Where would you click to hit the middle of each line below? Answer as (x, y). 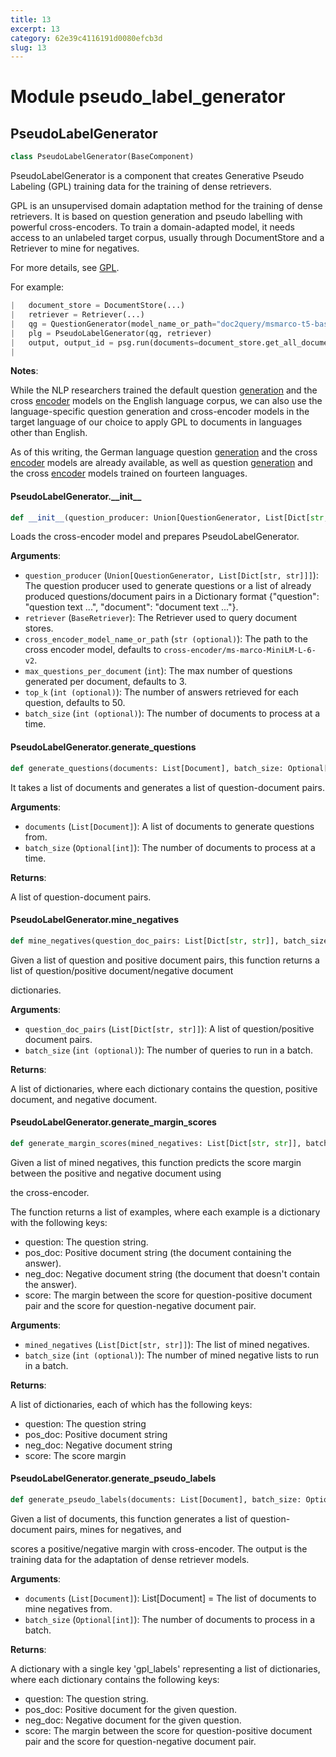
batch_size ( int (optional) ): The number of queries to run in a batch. (168, 1050)
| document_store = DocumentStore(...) (98, 306)
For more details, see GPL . (65, 268)
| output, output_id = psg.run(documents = (104, 342)
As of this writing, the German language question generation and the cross (164, 452)
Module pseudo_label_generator (148, 97)
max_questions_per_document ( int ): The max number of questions (158, 671)
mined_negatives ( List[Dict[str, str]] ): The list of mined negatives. (167, 1344)
